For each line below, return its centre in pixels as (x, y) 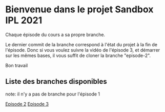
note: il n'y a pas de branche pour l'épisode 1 (53, 94)
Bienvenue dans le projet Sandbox (79, 10)
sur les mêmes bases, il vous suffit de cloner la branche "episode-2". (78, 55)
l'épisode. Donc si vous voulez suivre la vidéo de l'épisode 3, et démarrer (83, 50)
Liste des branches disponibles (56, 81)
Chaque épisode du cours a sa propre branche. (55, 34)
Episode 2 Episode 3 (27, 104)
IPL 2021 (24, 20)
